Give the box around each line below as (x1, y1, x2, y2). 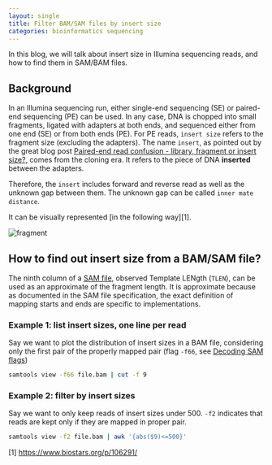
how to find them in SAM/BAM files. (8, 58, 128, 67)
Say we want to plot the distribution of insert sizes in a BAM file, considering (8, 338, 264, 348)
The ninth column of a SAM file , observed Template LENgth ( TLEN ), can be (8, 273, 256, 283)
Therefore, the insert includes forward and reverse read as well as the (8, 180, 245, 189)
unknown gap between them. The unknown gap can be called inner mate (8, 188, 254, 198)
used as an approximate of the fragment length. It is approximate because (8, 282, 256, 291)
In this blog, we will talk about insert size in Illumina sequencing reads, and (8, 50, 258, 59)
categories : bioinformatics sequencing (8, 27, 144, 35)
